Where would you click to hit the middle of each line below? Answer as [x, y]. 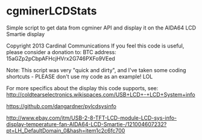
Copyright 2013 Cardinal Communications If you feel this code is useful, [95, 46]
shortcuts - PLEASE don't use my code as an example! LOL [80, 76]
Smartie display [26, 34]
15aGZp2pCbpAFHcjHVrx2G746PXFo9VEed [61, 58]
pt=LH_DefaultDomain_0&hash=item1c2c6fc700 [66, 130]
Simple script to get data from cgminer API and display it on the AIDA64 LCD [101, 28]
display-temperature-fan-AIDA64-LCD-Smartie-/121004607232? [87, 124]
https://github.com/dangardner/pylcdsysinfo [61, 106]
